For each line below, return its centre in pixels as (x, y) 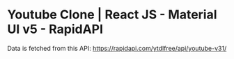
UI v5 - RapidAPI (55, 29)
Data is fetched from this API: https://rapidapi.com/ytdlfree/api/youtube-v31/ (117, 48)
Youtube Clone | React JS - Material (112, 15)
